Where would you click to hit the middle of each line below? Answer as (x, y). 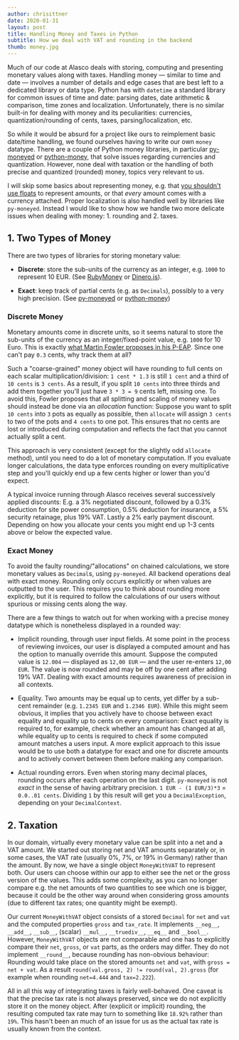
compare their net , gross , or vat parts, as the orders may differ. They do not (118, 947)
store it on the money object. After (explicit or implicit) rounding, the (107, 1006)
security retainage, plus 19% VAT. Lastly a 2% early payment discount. (111, 518)
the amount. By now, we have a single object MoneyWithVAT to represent (111, 865)
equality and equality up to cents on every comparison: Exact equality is (123, 721)
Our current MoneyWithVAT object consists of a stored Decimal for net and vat (119, 917)
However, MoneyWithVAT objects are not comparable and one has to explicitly (119, 940)
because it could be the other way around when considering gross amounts (118, 895)
